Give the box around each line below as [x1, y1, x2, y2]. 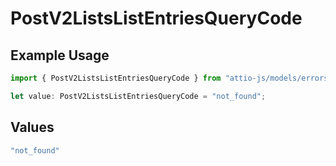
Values [10, 119, 55, 136]
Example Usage [10, 47, 110, 64]
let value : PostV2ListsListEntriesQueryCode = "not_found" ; [10, 91, 267, 101]
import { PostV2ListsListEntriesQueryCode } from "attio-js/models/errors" [10, 73, 333, 83]
